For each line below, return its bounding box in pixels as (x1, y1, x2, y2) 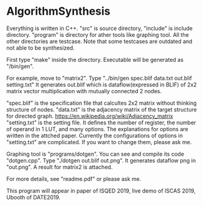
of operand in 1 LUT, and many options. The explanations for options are (6, 125, 188, 132)
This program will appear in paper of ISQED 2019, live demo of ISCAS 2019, (6, 187, 196, 194)
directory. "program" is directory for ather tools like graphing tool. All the (6, 31, 190, 38)
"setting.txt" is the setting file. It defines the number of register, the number (6, 118, 196, 126)
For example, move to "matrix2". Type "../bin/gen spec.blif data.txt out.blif (6, 74, 193, 82)
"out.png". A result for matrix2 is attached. (6, 163, 113, 170)
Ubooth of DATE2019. (6, 193, 61, 200)
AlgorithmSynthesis (6, 4, 111, 18)
